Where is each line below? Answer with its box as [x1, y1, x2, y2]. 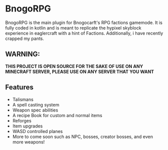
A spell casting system [12, 101, 59, 107]
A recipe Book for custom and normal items [12, 112, 103, 118]
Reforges [12, 117, 32, 123]
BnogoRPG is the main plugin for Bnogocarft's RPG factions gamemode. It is [5, 19, 163, 25]
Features [5, 83, 34, 91]
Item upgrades [12, 123, 43, 129]
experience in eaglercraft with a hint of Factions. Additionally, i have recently [5, 30, 163, 36]
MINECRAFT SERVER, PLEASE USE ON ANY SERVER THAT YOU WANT [5, 68, 154, 74]
